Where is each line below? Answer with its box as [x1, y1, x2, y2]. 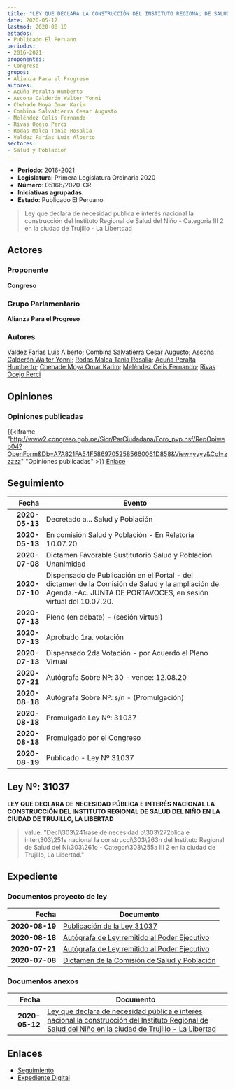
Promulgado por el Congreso [45, 732, 141, 742]
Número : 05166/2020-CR [17, 181, 92, 189]
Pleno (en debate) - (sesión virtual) [45, 612, 163, 622]
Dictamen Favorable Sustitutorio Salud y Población [45, 550, 213, 560]
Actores [7, 244, 43, 256]
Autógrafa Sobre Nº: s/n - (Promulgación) [45, 692, 185, 702]
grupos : [7, 69, 30, 76]
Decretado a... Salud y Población [45, 514, 153, 524]
